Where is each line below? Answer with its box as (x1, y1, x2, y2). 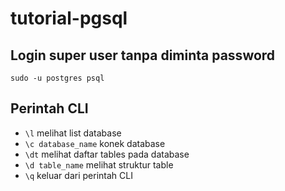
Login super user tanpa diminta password (10, 47, 276, 64)
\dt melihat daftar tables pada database (24, 148, 190, 160)
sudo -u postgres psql (10, 73, 105, 83)
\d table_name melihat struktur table (24, 158, 174, 171)
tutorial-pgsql (10, 7, 128, 30)
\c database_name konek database (24, 137, 166, 149)
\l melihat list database (24, 127, 122, 139)
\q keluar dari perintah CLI (24, 169, 133, 181)
